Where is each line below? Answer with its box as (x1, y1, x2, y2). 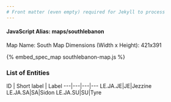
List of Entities (6, 68, 50, 77)
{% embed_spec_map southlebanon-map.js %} (6, 53, 125, 60)
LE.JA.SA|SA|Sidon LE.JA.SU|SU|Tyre (6, 89, 102, 97)
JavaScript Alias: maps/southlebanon (6, 28, 104, 35)
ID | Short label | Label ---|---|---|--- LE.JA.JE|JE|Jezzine (6, 82, 152, 90)
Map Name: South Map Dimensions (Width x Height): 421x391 (6, 41, 162, 49)
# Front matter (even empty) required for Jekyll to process (6, 9, 166, 15)
